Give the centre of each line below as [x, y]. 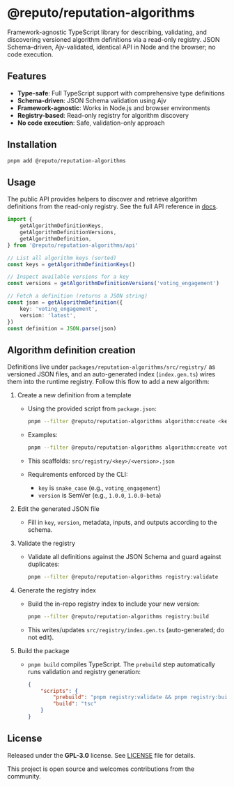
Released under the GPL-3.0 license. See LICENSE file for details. [101, 755]
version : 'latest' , [48, 315]
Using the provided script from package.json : [92, 408]
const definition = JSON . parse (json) [62, 328]
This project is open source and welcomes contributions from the [101, 769]
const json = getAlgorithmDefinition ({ [65, 303]
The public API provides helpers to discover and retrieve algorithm [102, 199]
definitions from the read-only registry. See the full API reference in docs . [112, 206]
